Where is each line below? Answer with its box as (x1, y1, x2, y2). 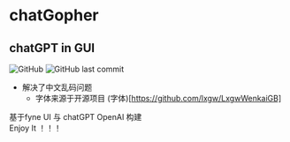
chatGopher (9, 5, 99, 26)
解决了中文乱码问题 (21, 82, 93, 93)
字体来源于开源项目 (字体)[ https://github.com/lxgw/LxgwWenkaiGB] (34, 93, 282, 103)
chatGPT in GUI (9, 41, 95, 56)
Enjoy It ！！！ (9, 123, 62, 133)
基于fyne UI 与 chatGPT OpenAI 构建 (9, 112, 142, 122)
